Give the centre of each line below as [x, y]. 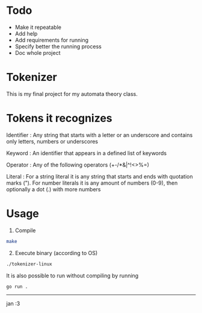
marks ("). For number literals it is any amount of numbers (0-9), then [92, 183]
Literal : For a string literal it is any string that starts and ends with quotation [100, 176]
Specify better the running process [58, 46]
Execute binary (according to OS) [56, 253]
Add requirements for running [52, 40]
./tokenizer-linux [29, 264]
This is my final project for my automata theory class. [72, 93]
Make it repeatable [38, 27]
